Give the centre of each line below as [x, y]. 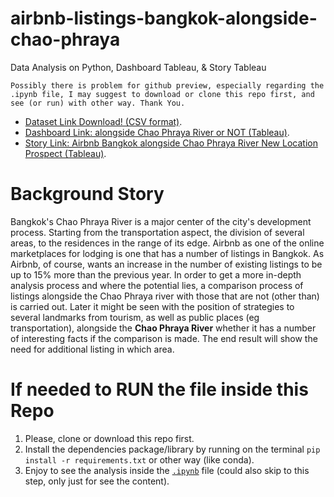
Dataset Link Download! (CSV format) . [103, 121]
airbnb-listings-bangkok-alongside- [164, 18]
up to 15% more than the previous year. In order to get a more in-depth [156, 274]
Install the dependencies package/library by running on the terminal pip [172, 449]
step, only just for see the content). [97, 481]
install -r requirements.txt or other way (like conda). [139, 459]
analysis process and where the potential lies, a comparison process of [157, 285]
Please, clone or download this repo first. [109, 438]
